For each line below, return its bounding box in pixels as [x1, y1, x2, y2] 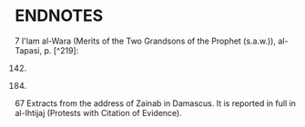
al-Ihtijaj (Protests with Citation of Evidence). [15, 107, 183, 118]
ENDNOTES [15, 5, 104, 26]
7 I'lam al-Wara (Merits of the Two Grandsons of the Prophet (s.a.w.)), [15, 35, 277, 46]
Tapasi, [15, 44, 43, 55]
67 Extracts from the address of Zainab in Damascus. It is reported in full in [15, 97, 297, 109]
